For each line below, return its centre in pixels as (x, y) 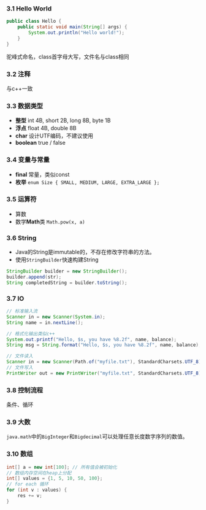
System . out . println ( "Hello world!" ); (76, 33)
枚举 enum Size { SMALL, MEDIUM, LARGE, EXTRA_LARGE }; (87, 182)
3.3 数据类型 (25, 106)
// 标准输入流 (22, 311)
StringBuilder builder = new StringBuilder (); (67, 271)
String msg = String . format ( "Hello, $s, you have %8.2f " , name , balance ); (104, 345)
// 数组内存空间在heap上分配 (39, 473)
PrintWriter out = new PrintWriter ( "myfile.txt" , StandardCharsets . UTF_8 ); (105, 373)
